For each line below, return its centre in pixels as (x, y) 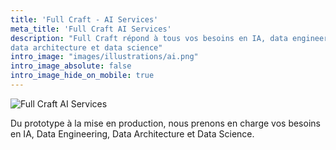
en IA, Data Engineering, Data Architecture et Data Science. (132, 133)
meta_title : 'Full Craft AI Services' (91, 29)
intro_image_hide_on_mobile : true (82, 76)
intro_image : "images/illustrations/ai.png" (104, 57)
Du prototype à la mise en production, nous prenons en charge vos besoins (165, 123)
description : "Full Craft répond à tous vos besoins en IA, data (149, 38)
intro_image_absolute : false (71, 66)
